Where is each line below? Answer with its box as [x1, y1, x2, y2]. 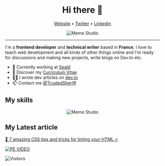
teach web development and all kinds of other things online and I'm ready [5, 49, 154, 55]
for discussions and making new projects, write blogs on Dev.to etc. [5, 54, 142, 60]
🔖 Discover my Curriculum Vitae [12, 69, 77, 75]
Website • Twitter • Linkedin [54, 21, 111, 26]
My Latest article [5, 123, 58, 132]
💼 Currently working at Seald [12, 64, 71, 70]
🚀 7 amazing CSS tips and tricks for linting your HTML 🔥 [5, 136, 118, 142]
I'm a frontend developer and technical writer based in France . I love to [5, 44, 152, 50]
